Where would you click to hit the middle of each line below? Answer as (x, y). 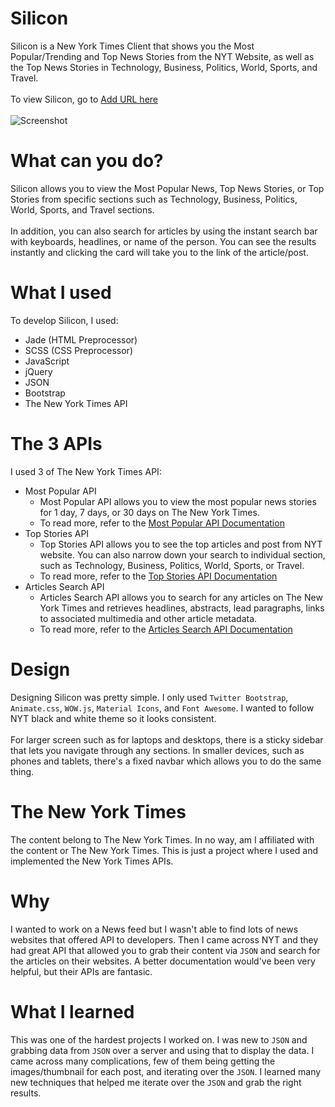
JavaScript (47, 361)
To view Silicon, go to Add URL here (84, 99)
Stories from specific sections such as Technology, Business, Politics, (154, 199)
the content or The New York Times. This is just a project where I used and (164, 850)
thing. (22, 771)
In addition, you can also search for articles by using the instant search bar (164, 231)
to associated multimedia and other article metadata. (148, 618)
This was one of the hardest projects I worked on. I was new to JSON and (159, 1039)
